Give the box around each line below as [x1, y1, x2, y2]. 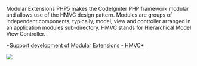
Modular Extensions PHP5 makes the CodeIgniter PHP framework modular [6, 5, 189, 12]
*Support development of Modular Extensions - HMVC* [6, 42, 144, 49]
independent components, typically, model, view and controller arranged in [6, 18, 191, 24]
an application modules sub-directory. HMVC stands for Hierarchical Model [6, 24, 192, 31]
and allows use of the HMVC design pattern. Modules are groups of [6, 11, 173, 18]
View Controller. [6, 30, 46, 37]
